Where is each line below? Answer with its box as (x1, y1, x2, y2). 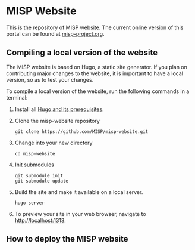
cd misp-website (14, 150, 55, 156)
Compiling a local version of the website (6, 48, 158, 58)
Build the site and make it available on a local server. (14, 188, 143, 195)
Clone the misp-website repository (14, 117, 100, 124)
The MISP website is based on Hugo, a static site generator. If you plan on (6, 63, 187, 70)
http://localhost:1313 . (14, 217, 67, 224)
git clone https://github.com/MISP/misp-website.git (14, 128, 149, 135)
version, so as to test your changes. (6, 76, 94, 83)
